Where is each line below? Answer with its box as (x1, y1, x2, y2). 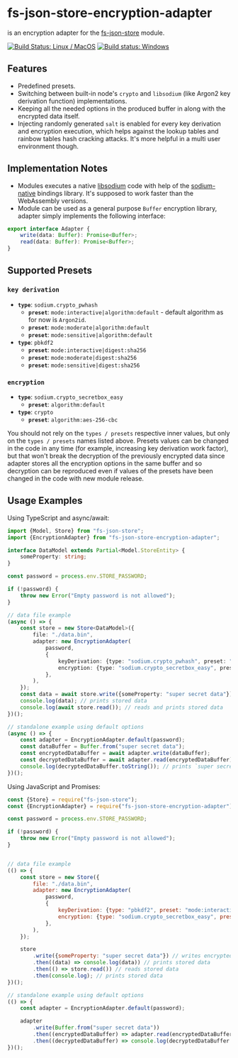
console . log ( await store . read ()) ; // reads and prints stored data (20, 704, 223, 711)
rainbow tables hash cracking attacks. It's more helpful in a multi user (17, 134, 221, 143)
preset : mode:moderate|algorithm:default (28, 323, 150, 331)
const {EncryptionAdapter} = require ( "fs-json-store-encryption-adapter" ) (7, 803, 233, 810)
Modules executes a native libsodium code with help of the (17, 181, 190, 189)
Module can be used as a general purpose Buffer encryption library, (17, 204, 217, 212)
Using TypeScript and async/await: (7, 513, 110, 522)
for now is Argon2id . (28, 315, 86, 324)
